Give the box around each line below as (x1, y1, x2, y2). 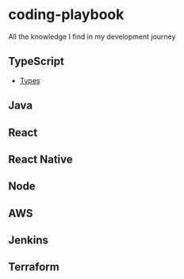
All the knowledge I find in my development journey (8, 32, 176, 41)
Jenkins (8, 234, 49, 247)
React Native (8, 152, 73, 166)
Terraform (8, 260, 59, 274)
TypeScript (8, 55, 65, 68)
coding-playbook (8, 6, 125, 24)
